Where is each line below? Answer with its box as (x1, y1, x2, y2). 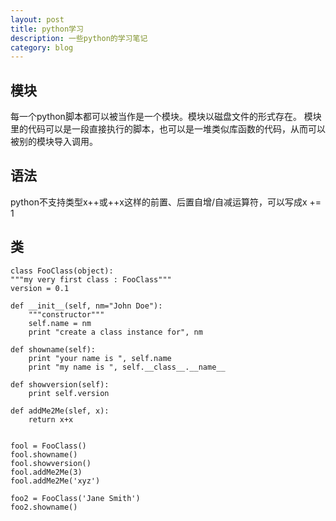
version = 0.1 (10, 283, 70, 293)
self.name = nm (28, 318, 92, 328)
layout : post (10, 14, 65, 25)
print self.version (28, 388, 110, 398)
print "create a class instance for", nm (28, 327, 203, 337)
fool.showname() (10, 449, 78, 460)
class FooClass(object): (10, 266, 114, 276)
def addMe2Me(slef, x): (10, 406, 110, 416)
